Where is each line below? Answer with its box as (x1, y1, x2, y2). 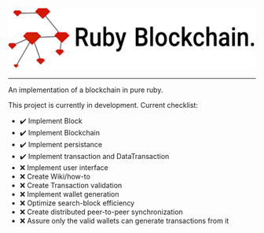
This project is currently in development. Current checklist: (8, 101, 199, 109)
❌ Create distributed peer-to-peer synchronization (19, 207, 183, 216)
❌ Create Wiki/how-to (19, 172, 90, 181)
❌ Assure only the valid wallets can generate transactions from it (19, 216, 229, 225)
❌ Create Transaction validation (19, 181, 123, 190)
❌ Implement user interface (19, 163, 108, 172)
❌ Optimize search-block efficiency (19, 198, 135, 208)
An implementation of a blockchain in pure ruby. (8, 85, 163, 94)
